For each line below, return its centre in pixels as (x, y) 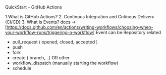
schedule (22, 68)
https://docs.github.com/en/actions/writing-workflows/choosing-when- (80, 27)
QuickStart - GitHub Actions (34, 7)
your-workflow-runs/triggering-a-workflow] (50, 32)
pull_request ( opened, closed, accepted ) (55, 42)
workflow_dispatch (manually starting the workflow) (65, 63)
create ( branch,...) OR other (41, 58)
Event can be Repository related (128, 32)
